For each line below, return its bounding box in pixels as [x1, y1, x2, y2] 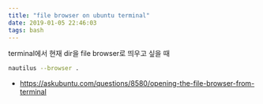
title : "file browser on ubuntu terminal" [8, 11, 150, 20]
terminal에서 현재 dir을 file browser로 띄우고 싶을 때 [8, 49, 170, 58]
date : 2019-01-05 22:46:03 [8, 19, 97, 27]
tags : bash [8, 26, 44, 34]
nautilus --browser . [8, 65, 80, 72]
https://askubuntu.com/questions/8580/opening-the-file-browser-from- [19, 79, 255, 88]
